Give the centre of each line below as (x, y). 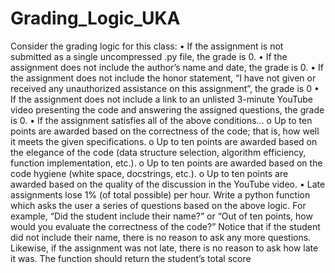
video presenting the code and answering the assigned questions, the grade (167, 109)
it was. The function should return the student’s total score (131, 258)
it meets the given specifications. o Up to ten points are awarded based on (164, 141)
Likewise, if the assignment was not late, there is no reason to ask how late (164, 248)
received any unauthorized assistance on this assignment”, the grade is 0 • (165, 88)
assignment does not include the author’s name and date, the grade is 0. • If (167, 67)
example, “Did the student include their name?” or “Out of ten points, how (161, 216)
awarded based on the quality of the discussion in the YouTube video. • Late (168, 184)
